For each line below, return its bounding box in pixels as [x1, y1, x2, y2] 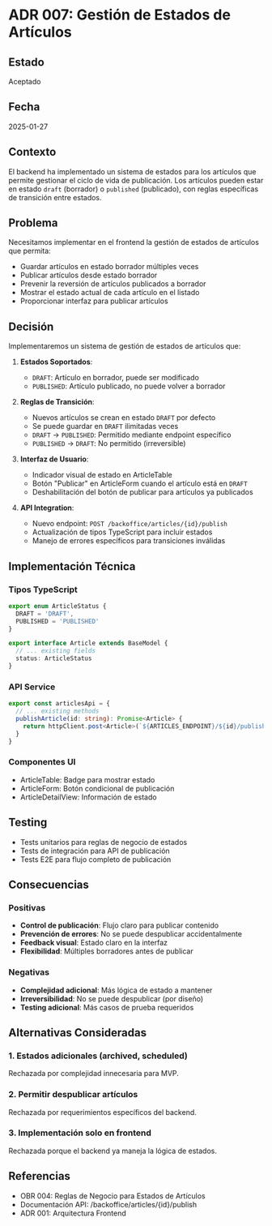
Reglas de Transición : [19, 397, 95, 407]
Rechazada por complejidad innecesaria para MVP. [8, 1069, 180, 1078]
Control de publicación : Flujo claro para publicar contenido [19, 920, 219, 930]
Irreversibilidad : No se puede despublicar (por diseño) [19, 993, 204, 1003]
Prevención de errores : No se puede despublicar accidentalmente [19, 929, 243, 939]
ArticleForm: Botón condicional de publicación [19, 783, 175, 793]
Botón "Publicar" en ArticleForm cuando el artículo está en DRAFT [32, 478, 249, 488]
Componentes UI [8, 757, 76, 768]
